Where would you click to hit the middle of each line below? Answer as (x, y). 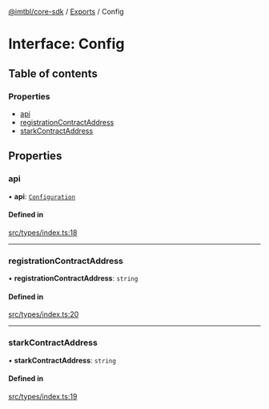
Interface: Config (66, 44)
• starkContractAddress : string (62, 360)
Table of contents (53, 73)
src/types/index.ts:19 (43, 396)
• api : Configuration (42, 196)
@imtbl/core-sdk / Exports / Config (66, 12)
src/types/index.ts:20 (44, 314)
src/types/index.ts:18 (43, 233)
